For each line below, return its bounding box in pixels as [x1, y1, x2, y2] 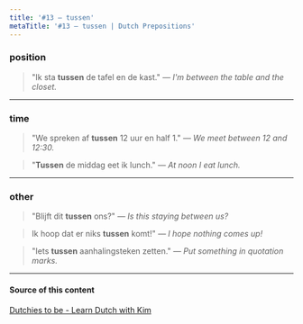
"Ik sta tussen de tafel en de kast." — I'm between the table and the [31, 71, 284, 82]
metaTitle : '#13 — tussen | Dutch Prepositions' [9, 22, 196, 31]
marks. [31, 256, 59, 266]
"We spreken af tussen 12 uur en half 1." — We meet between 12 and [31, 132, 288, 144]
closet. [31, 81, 57, 92]
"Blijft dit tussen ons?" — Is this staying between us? [31, 211, 229, 221]
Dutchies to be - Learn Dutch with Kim [9, 304, 151, 315]
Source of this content [9, 284, 95, 295]
